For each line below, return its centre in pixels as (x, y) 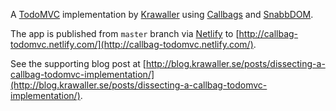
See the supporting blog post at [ (78, 63)
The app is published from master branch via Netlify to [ (125, 33)
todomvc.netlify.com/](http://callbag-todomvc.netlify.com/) (132, 44)
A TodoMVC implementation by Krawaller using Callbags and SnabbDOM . (162, 14)
